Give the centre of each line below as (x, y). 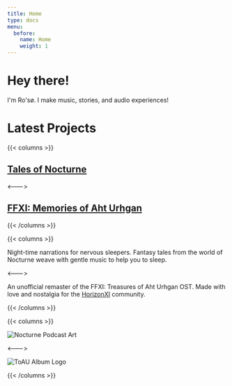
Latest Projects (52, 128)
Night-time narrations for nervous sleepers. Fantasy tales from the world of (115, 252)
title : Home (24, 14)
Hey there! (38, 81)
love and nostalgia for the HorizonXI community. (76, 294)
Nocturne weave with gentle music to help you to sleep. (87, 260)
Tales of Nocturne (47, 169)
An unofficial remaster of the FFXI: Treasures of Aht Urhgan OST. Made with (116, 286)
